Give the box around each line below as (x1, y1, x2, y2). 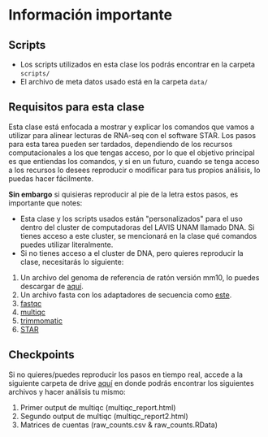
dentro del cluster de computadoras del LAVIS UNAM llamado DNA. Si (19, 222, 255, 232)
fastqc (19, 298, 42, 308)
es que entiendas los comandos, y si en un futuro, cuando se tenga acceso (8, 156, 260, 166)
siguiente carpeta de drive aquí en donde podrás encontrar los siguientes (8, 378, 254, 387)
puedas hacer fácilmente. (8, 173, 94, 184)
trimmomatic (19, 315, 63, 326)
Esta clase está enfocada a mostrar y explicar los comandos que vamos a (8, 122, 255, 132)
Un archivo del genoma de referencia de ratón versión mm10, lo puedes (19, 272, 260, 282)
